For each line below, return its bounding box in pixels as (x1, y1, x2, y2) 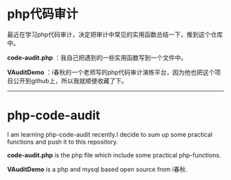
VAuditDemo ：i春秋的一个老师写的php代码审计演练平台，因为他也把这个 (7, 68, 215, 76)
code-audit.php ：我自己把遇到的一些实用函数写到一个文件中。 (7, 53, 188, 62)
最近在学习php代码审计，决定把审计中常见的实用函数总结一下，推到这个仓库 (7, 30, 223, 38)
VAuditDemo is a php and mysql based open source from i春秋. (7, 165, 188, 173)
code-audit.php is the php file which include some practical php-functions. (7, 150, 221, 159)
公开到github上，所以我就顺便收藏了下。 (12, 76, 128, 85)
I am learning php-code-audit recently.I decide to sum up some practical (7, 130, 213, 138)
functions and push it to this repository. (7, 137, 118, 146)
